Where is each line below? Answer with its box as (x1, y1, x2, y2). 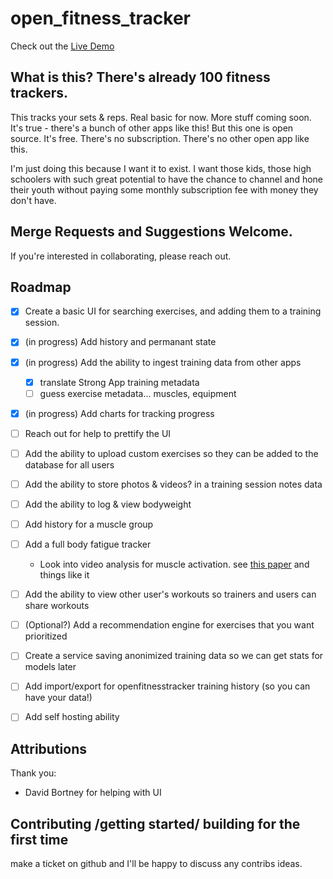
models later (24, 661, 77, 673)
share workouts (24, 600, 90, 612)
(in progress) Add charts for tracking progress (24, 407, 215, 419)
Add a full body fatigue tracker (24, 538, 152, 551)
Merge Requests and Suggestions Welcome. (10, 223, 293, 241)
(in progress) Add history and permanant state (24, 336, 217, 348)
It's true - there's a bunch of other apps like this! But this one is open (10, 122, 294, 134)
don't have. (10, 194, 57, 206)
